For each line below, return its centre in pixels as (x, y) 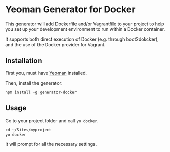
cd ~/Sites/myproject (29, 130)
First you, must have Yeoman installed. (46, 73)
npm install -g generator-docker (41, 92)
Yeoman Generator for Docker (70, 9)
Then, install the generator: (34, 83)
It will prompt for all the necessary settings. (51, 144)
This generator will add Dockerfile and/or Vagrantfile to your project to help (85, 24)
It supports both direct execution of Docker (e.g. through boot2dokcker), (82, 39)
